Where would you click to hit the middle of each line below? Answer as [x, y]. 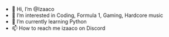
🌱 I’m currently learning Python [49, 21]
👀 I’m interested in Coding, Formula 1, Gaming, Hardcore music [87, 15]
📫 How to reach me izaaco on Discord [58, 28]
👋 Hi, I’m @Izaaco [33, 9]
